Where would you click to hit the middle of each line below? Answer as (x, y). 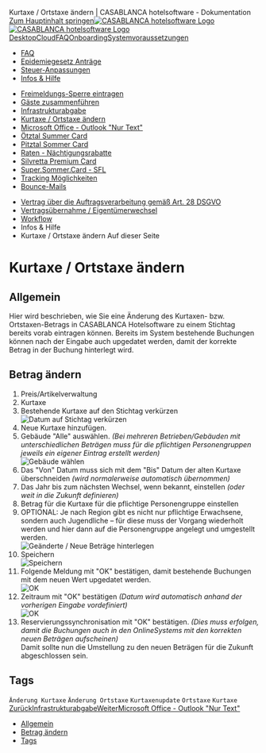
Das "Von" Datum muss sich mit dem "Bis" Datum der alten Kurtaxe (131, 469)
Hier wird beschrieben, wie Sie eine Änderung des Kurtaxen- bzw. (117, 316)
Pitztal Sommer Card (54, 144)
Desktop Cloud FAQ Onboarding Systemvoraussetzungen (99, 37)
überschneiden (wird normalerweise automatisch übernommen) (125, 478)
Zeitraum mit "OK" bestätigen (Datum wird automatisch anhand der (131, 597)
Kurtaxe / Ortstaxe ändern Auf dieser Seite (90, 236)
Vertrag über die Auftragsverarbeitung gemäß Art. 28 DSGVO (121, 202)
